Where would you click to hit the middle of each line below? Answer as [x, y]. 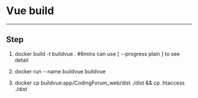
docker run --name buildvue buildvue [60, 71]
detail [21, 60]
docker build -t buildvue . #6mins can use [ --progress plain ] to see [97, 53]
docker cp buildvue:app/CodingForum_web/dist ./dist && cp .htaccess [100, 83]
